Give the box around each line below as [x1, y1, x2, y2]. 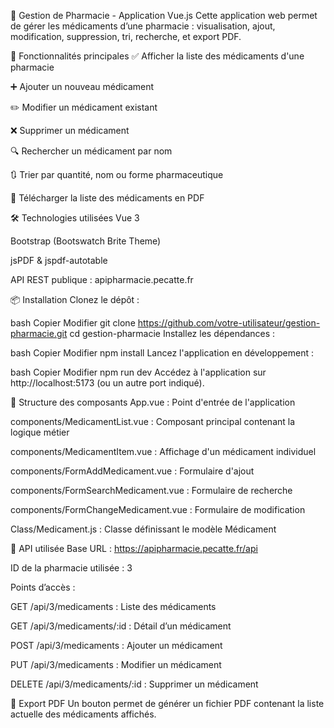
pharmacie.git [10, 328, 68, 339]
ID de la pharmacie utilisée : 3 [10, 562, 133, 574]
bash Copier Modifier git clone [10, 317, 136, 329]
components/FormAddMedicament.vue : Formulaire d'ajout [10, 465, 255, 477]
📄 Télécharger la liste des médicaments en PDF [10, 192, 205, 204]
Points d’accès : [10, 581, 76, 593]
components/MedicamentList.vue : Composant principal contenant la [10, 416, 296, 427]
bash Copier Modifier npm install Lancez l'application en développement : [10, 347, 314, 359]
